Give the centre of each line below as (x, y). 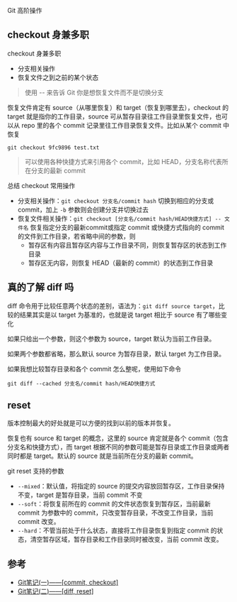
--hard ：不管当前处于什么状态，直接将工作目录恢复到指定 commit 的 (117, 530)
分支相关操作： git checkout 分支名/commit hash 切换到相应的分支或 (116, 200)
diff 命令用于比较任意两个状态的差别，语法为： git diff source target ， (113, 306)
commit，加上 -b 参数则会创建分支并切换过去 (83, 209)
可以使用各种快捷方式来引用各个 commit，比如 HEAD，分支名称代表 (123, 161)
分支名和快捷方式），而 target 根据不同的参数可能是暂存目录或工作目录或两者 (118, 447)
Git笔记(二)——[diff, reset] (56, 591)
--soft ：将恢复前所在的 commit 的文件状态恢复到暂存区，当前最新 (114, 504)
